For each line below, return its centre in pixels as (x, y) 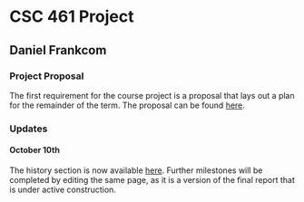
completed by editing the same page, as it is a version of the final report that (152, 180)
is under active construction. (63, 189)
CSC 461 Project (72, 17)
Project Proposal (47, 76)
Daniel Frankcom (58, 50)
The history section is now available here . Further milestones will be (136, 170)
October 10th (35, 150)
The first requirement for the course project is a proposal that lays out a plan (152, 95)
